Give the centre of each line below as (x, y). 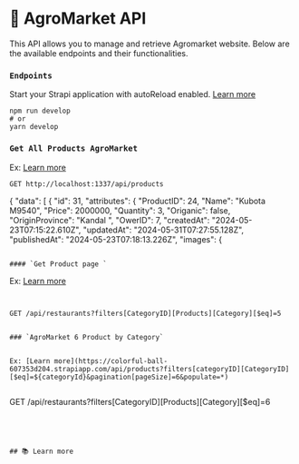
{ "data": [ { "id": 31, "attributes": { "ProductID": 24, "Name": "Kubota (137, 201)
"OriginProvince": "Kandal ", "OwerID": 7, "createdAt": (110, 220)
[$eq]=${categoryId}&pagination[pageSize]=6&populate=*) (119, 377)
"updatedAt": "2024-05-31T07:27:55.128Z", (164, 230)
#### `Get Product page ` (58, 264)
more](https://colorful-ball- (111, 361)
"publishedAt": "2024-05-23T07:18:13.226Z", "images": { (116, 239)
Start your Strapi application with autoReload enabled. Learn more (133, 94)
